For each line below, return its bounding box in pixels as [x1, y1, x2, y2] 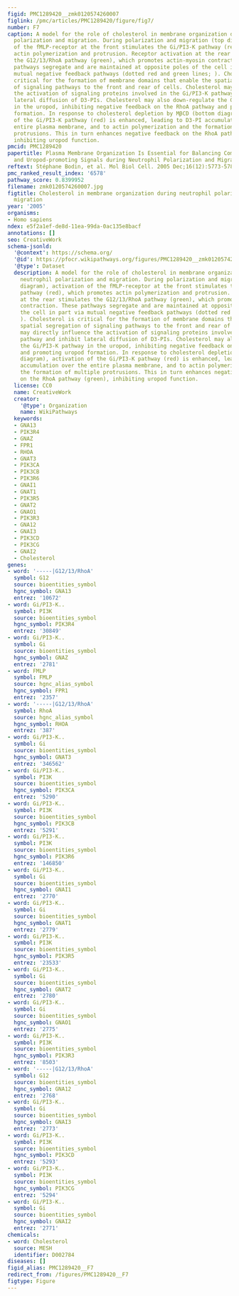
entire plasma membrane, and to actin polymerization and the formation [14, 123, 234, 131]
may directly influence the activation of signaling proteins [20, 329, 208, 336]
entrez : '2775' [14, 1026, 59, 1033]
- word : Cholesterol [7, 1237, 69, 1245]
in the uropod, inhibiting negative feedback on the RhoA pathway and [14, 103, 228, 111]
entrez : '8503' [14, 1059, 59, 1066]
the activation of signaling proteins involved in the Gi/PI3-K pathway [14, 90, 234, 97]
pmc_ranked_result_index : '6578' [7, 169, 107, 177]
